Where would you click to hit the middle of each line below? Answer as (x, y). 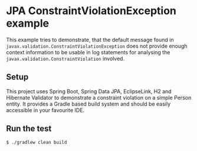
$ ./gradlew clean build (37, 142)
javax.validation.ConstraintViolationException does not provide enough (97, 46)
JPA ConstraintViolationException (91, 11)
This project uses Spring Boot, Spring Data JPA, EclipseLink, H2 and (89, 91)
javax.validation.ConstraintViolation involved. (65, 58)
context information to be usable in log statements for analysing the (88, 52)
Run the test (29, 129)
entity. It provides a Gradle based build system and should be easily (88, 104)
